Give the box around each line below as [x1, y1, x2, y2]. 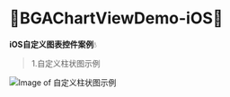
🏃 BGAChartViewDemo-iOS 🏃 [9, 8, 224, 29]
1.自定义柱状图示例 [31, 57, 101, 68]
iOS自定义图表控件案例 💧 [9, 39, 97, 49]
